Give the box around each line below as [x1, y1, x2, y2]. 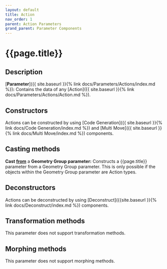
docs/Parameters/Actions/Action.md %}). [5, 92, 91, 98]
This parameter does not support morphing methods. [5, 258, 115, 264]
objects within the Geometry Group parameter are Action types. [5, 169, 137, 175]
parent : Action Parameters [5, 21, 62, 27]
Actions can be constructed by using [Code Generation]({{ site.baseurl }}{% [5, 119, 163, 126]
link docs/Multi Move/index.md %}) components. [12, 130, 114, 136]
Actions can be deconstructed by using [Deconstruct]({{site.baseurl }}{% [5, 197, 157, 203]
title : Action [5, 12, 35, 17]
